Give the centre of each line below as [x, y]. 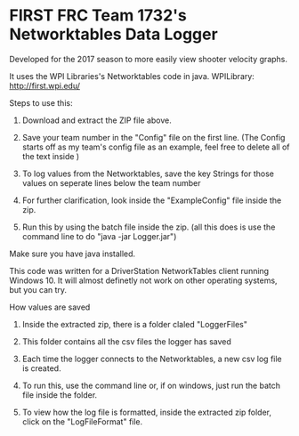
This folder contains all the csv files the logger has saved [126, 341]
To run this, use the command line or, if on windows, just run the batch [151, 385]
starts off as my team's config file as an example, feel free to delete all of [156, 147]
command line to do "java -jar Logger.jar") [99, 236]
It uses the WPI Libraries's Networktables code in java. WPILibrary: [132, 76]
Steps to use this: [41, 102]
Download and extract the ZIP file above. [97, 120]
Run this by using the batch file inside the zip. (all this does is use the [149, 227]
